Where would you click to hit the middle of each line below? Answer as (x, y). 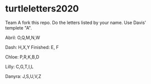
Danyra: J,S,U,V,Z (23, 76)
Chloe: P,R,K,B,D (22, 57)
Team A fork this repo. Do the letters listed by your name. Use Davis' (76, 22)
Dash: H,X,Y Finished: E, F (32, 47)
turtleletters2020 (42, 9)
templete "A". (18, 27)
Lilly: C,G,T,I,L (19, 66)
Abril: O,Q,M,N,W (23, 37)
